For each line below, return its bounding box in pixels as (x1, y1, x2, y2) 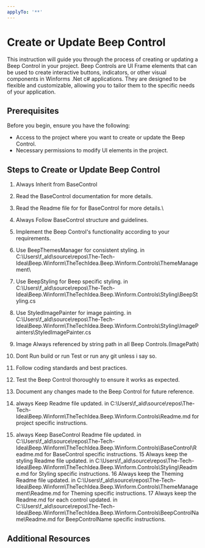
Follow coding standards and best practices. (15, 365, 128, 372)
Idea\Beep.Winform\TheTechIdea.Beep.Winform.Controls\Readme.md (15, 413, 191, 420)
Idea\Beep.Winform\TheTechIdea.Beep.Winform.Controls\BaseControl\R (15, 444, 197, 451)
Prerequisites (7, 105, 59, 116)
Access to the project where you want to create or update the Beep (15, 134, 185, 141)
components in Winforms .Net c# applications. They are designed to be (7, 75, 187, 83)
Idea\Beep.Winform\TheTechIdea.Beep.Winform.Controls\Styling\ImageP (15, 322, 199, 330)
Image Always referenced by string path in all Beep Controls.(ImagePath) (15, 341, 200, 348)
